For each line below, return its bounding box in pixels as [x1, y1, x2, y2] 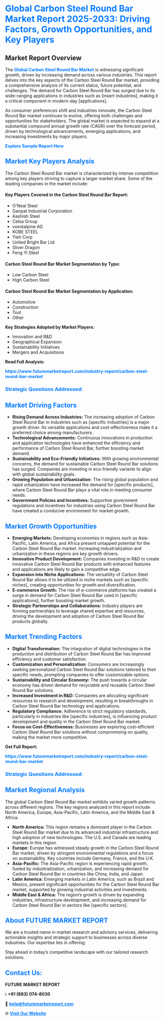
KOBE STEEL [12, 229, 38, 235]
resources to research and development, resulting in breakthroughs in [12, 697, 153, 704]
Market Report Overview [5, 53, 82, 62]
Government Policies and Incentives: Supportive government [12, 497, 138, 503]
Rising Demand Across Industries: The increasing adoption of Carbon [12, 414, 155, 420]
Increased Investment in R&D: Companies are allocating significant [12, 692, 149, 698]
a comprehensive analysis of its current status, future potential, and [5, 82, 141, 88]
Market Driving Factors [5, 401, 77, 409]
